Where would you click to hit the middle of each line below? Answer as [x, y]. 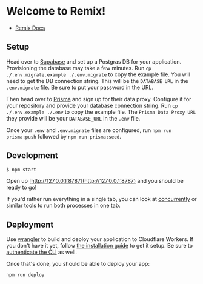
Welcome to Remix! [56, 11]
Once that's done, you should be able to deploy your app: [78, 264]
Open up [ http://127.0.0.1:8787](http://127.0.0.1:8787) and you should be [95, 181]
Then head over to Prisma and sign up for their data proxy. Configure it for [99, 99]
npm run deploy [25, 275]
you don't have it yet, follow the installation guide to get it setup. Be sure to [99, 246]
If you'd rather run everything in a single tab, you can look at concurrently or [101, 199]
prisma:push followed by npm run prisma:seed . [64, 136]
